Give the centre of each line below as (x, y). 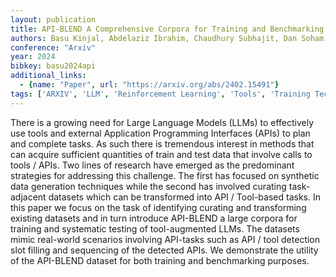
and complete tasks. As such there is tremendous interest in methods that (162, 143)
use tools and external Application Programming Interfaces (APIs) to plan (160, 133)
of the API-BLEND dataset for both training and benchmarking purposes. (160, 260)
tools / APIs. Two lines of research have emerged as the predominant (152, 165)
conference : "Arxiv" (53, 47)
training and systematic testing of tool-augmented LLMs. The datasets (155, 228)
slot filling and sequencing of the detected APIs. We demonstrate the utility (164, 250)
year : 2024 (33, 57)
